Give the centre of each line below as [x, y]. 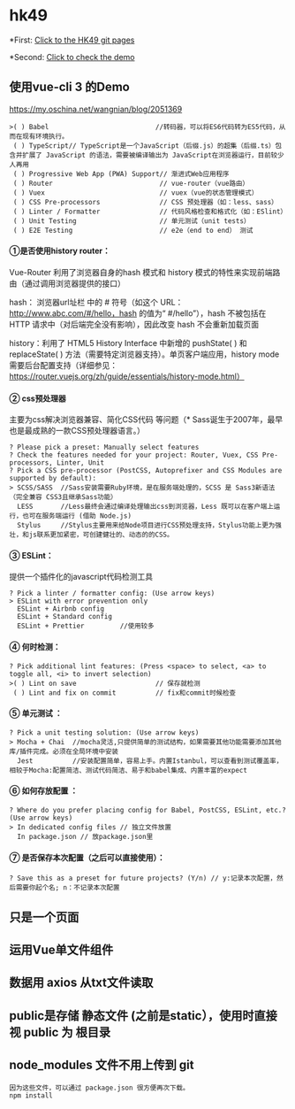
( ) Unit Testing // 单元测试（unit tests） [132, 221]
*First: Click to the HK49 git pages [72, 40]
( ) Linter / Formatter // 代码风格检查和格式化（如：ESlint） [150, 212]
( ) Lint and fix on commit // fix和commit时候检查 [125, 693]
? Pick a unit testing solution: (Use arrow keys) [104, 732]
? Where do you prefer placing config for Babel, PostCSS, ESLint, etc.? [148, 810]
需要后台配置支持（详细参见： [63, 365]
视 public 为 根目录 [60, 1032]
